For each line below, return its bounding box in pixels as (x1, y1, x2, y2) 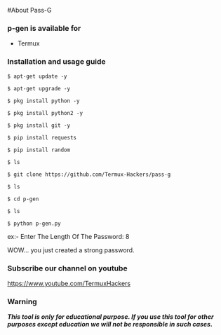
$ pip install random (7, 146, 71, 153)
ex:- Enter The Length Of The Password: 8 (7, 232, 130, 240)
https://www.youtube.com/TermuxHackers (7, 279, 131, 287)
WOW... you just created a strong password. (7, 245, 135, 254)
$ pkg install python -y (7, 97, 80, 104)
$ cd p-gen (7, 196, 39, 203)
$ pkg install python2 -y (7, 109, 83, 116)
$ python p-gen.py (7, 220, 61, 227)
